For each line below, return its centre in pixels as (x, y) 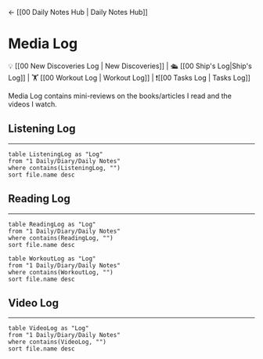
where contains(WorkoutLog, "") (61, 272)
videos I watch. (32, 104)
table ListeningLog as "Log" (56, 154)
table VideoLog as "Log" (49, 328)
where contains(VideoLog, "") (58, 342)
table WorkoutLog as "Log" (52, 259)
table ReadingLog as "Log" (52, 224)
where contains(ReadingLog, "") (61, 238)
